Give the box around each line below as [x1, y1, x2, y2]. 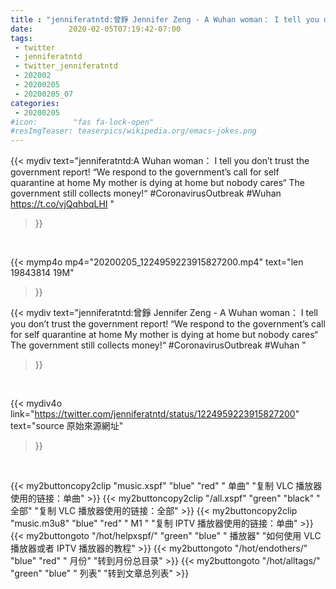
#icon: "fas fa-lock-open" [10, 117, 155, 127]
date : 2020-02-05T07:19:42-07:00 [10, 24, 182, 34]
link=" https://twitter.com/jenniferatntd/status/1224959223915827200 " [10, 408, 300, 420]
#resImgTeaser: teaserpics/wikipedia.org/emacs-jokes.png [10, 126, 257, 136]
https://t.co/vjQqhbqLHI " [10, 198, 115, 210]
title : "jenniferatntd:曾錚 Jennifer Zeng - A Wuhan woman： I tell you [10, 14, 320, 25]
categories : [10, 98, 60, 108]
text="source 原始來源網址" [10, 420, 124, 432]
